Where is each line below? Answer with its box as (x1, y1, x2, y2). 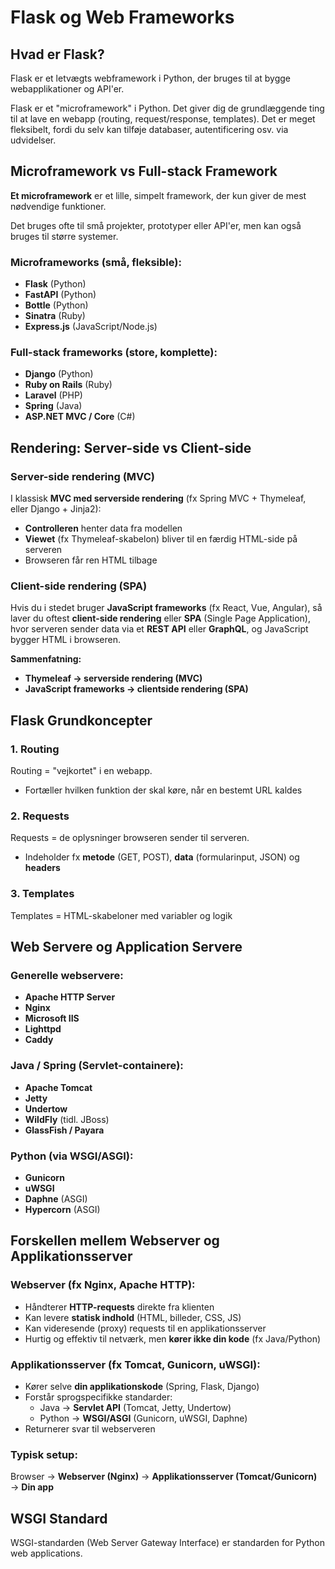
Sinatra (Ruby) (24, 310, 86, 322)
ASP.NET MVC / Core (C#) (24, 411, 136, 423)
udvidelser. (10, 134, 57, 146)
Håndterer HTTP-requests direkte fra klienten (24, 1301, 215, 1313)
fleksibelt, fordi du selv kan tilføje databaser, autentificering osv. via (10, 124, 289, 135)
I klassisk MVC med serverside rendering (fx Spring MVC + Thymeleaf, (10, 492, 307, 505)
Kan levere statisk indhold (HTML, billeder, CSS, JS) (24, 1311, 242, 1323)
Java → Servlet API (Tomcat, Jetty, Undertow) (39, 1401, 232, 1413)
